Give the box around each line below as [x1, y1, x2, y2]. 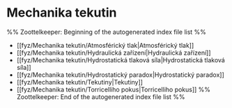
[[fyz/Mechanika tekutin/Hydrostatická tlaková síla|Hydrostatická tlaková [16, 55, 226, 64]
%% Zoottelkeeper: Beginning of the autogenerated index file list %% [6, 28, 207, 36]
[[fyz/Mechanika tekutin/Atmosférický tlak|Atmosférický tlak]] [16, 41, 194, 49]
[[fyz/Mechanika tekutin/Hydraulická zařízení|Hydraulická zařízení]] [16, 48, 211, 57]
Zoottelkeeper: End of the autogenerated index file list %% [16, 92, 185, 101]
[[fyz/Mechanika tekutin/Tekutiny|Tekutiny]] [16, 78, 144, 86]
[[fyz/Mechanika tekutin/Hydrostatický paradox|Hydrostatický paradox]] [16, 71, 224, 79]
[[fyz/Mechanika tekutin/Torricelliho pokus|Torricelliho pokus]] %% [16, 85, 210, 93]
